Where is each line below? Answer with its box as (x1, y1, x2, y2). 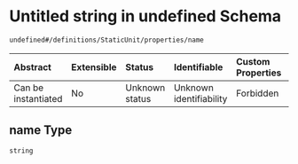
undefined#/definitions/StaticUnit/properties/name (9, 35, 204, 44)
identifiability (173, 92, 228, 105)
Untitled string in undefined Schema (9, 6, 282, 27)
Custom (236, 55, 271, 67)
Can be (13, 82, 44, 94)
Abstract (13, 60, 51, 73)
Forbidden (236, 87, 279, 99)
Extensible (70, 60, 117, 73)
